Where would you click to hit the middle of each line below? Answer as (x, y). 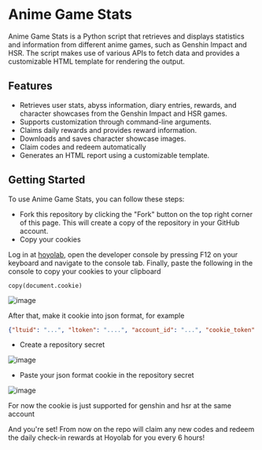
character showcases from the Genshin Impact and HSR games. (124, 113)
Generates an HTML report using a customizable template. (114, 155)
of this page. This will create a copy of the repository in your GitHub (129, 223)
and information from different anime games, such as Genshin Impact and (128, 44)
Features (30, 86)
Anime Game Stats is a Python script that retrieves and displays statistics (127, 36)
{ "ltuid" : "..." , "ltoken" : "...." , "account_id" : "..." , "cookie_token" (132, 330)
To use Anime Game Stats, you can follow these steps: (96, 199)
